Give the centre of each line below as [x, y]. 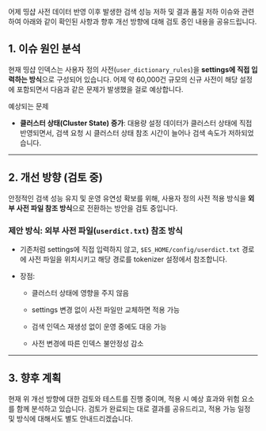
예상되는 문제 [28, 106]
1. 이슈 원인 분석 [45, 49]
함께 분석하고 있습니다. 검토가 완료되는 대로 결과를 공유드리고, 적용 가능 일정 [133, 408]
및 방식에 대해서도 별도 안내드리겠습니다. [70, 418]
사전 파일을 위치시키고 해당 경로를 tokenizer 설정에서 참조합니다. [128, 259]
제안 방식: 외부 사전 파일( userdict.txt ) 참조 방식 [96, 231]
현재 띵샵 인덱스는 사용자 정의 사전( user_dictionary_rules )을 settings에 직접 [129, 69]
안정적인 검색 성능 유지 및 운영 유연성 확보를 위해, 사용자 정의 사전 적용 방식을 [127, 198]
